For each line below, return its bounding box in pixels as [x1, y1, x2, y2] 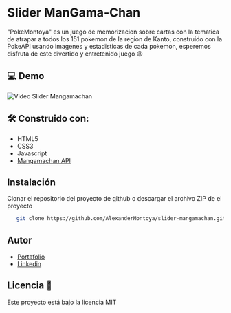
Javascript [16, 149, 47, 158]
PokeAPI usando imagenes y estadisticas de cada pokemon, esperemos [7, 42, 211, 50]
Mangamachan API [16, 156, 71, 164]
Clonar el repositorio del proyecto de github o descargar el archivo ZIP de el [7, 195, 222, 203]
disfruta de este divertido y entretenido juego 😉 [7, 50, 143, 58]
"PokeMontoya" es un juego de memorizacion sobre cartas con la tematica [7, 28, 220, 36]
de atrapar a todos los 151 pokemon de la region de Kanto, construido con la [7, 34, 223, 43]
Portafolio [16, 252, 45, 261]
